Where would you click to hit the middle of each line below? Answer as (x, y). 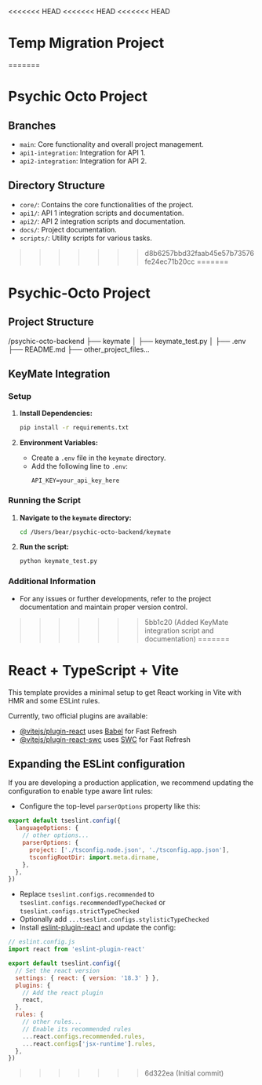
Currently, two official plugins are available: (78, 716)
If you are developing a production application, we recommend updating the (131, 783)
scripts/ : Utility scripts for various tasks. (86, 238)
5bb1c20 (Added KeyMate (187, 622)
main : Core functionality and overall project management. (111, 144)
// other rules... (52, 1022)
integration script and (179, 630)
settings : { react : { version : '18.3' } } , (87, 978)
